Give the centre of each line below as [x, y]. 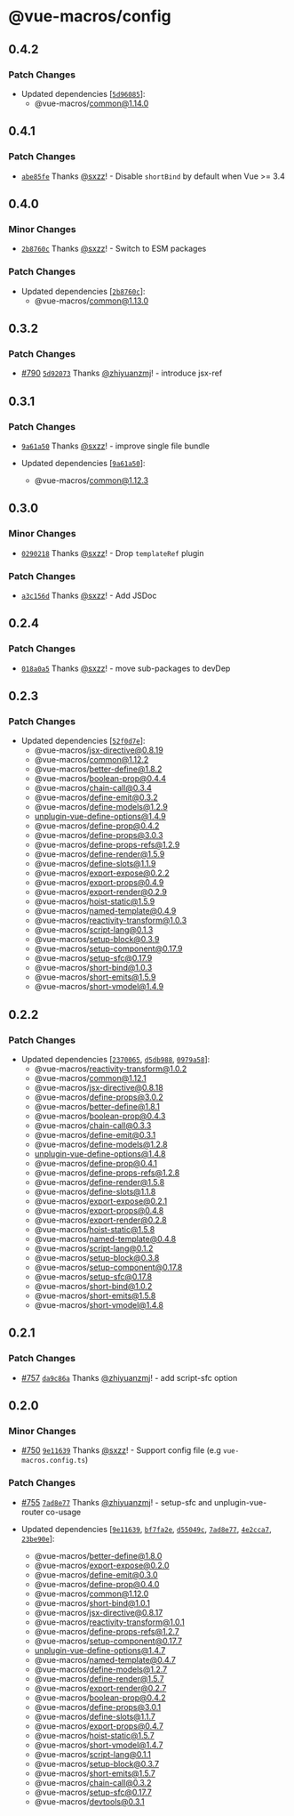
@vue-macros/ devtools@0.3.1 [89, 1801]
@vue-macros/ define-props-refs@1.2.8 [107, 1173]
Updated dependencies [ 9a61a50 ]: [83, 463]
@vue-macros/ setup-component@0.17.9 [108, 948]
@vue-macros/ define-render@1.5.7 [99, 1678]
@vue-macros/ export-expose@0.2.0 [102, 1565]
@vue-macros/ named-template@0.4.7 [105, 1659]
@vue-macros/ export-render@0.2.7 [100, 1688]
